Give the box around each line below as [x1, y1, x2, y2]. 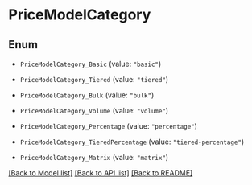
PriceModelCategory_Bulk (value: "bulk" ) [19, 90, 155, 100]
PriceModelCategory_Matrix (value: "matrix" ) [19, 153, 169, 162]
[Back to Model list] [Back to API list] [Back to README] [8, 168, 193, 178]
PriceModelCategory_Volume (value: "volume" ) [19, 106, 169, 115]
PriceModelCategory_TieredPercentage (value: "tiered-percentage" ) [19, 137, 245, 146]
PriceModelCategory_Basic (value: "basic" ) [19, 59, 162, 68]
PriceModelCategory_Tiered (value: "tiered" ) [19, 75, 169, 84]
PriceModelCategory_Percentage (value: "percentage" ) [19, 121, 197, 130]
